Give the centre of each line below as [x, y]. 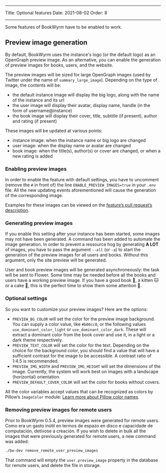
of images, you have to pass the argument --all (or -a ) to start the [73, 250]
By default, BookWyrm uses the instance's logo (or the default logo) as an [80, 54]
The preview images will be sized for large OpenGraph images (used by [78, 74]
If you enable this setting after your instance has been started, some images [83, 234]
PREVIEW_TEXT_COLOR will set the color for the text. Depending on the [81, 345]
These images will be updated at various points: [54, 131]
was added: [17, 442]
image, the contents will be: [33, 85]
